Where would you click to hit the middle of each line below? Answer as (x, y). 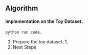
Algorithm (22, 8)
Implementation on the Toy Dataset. (44, 21)
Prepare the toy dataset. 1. (40, 42)
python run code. (24, 32)
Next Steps (25, 47)
